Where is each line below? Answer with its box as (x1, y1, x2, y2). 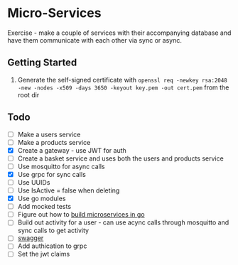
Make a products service (17, 138, 91, 146)
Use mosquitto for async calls (17, 162, 105, 171)
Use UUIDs (17, 178, 50, 186)
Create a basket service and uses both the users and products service (17, 154, 224, 163)
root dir (17, 90, 40, 99)
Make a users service (17, 130, 81, 139)
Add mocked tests (17, 202, 72, 211)
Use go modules (17, 194, 66, 203)
